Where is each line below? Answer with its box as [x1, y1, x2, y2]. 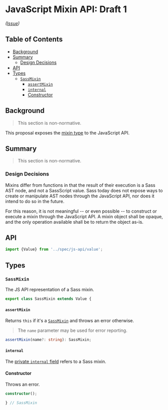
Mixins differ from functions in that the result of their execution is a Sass [5, 182, 156, 188]
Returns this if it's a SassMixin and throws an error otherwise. [5, 318, 134, 324]
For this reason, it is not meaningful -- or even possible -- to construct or [5, 208, 157, 214]
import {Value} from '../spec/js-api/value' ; [5, 247, 103, 252]
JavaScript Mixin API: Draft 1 [5, 4, 128, 15]
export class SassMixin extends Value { [5, 296, 92, 301]
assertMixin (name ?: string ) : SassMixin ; [5, 337, 92, 343]
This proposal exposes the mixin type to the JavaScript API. [5, 129, 130, 135]
